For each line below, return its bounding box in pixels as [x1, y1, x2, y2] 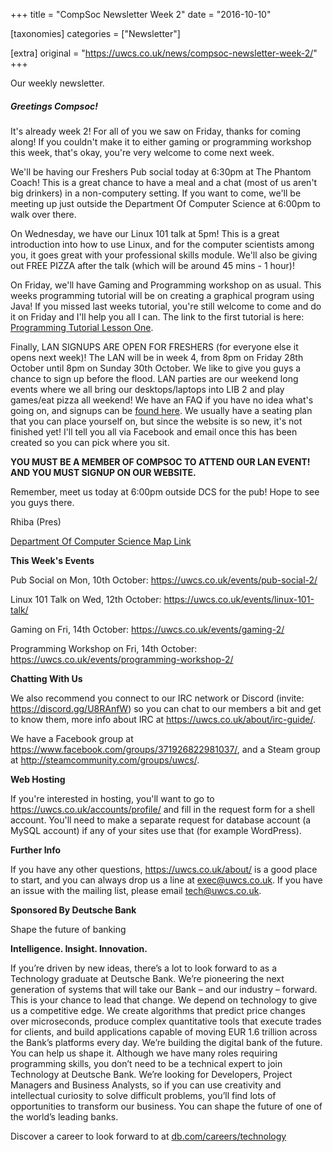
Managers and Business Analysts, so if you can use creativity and [10, 1079, 282, 1091]
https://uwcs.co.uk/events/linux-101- [163, 593, 315, 605]
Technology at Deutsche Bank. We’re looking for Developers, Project [10, 1068, 293, 1080]
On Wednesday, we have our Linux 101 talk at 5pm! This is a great [10, 227, 280, 239]
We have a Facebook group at [10, 732, 134, 744]
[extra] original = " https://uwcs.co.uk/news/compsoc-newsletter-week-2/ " [10, 47, 318, 59]
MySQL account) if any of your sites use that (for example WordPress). [10, 824, 302, 836]
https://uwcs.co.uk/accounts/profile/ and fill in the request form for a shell [10, 803, 315, 815]
